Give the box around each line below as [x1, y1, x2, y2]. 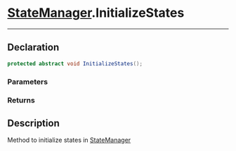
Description [7, 117, 60, 129]
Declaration [7, 41, 60, 53]
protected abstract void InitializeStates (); [7, 60, 143, 67]
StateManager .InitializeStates [7, 5, 185, 21]
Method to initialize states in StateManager [7, 136, 131, 145]
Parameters [7, 77, 48, 86]
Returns [7, 96, 35, 105]
